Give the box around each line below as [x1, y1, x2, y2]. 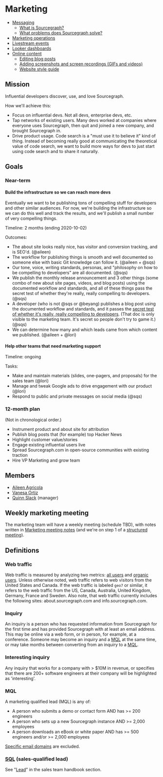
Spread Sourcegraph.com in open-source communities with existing [12, 447, 149, 453]
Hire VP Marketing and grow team [12, 457, 80, 463]
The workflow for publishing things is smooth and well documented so [12, 254, 153, 260]
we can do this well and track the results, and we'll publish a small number [5, 211, 154, 216]
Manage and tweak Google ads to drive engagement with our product [12, 383, 152, 389]
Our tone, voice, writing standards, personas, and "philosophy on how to [12, 265, 158, 271]
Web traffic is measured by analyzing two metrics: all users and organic [5, 572, 149, 578]
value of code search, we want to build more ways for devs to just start [12, 143, 155, 149]
